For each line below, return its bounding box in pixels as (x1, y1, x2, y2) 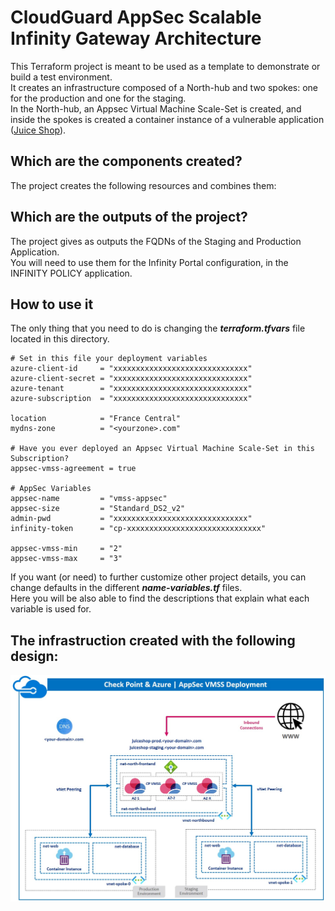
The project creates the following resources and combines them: (10, 179, 277, 191)
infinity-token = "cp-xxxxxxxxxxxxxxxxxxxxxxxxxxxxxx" (10, 524, 267, 534)
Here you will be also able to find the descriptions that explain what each (10, 592, 310, 605)
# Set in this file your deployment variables (10, 354, 208, 364)
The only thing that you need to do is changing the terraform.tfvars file (10, 322, 306, 335)
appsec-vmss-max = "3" (10, 554, 123, 564)
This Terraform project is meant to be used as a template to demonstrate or (10, 60, 321, 72)
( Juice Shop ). (10, 124, 67, 136)
